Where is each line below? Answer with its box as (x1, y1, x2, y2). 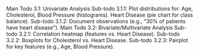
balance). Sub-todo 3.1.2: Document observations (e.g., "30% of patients (6, 18, 186, 24)
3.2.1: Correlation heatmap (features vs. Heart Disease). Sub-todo (19, 30, 180, 38)
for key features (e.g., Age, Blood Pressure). (6, 43, 115, 50)
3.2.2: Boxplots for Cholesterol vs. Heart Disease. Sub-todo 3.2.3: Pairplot (6, 37, 188, 43)
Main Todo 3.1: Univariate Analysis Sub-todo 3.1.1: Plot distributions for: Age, (6, 5, 193, 12)
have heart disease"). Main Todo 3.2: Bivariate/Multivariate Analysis (6, 24, 173, 31)
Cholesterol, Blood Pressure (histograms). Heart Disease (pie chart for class (6, 11, 193, 18)
